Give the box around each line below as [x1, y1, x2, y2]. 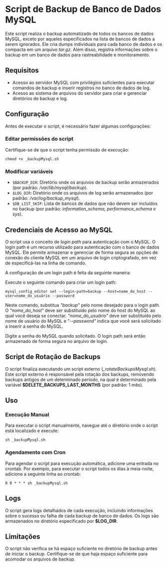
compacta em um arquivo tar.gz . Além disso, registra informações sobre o [5, 46, 158, 52]
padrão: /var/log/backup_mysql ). [12, 195, 80, 201]
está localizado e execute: [5, 428, 59, 434]
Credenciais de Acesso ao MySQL [5, 225, 113, 234]
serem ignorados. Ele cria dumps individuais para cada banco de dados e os [5, 41, 163, 47]
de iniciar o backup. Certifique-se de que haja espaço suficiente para [5, 551, 148, 557]
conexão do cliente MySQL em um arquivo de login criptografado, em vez [5, 254, 157, 260]
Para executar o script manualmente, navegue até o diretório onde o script [5, 422, 158, 428]
